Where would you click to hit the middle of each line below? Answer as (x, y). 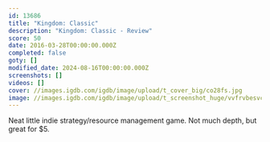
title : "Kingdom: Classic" (53, 23)
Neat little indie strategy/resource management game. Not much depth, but (133, 120)
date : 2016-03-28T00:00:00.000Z (62, 46)
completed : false (37, 53)
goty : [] (23, 61)
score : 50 (25, 38)
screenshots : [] (35, 75)
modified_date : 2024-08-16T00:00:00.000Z (79, 68)
